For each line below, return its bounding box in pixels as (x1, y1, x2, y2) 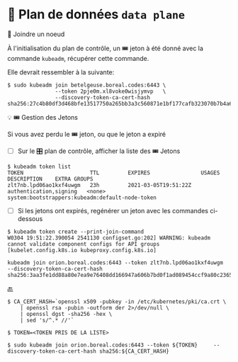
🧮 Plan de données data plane (7, 6, 186, 23)
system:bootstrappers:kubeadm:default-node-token (7, 194, 157, 201)
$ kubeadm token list (7, 163, 72, 170)
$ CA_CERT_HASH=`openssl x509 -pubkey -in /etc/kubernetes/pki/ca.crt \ (7, 298, 227, 305)
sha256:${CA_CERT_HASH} (98, 348, 170, 355)
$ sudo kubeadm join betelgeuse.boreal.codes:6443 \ (7, 81, 166, 89)
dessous (17, 215, 43, 222)
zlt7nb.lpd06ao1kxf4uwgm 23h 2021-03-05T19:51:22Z (7, 181, 192, 188)
